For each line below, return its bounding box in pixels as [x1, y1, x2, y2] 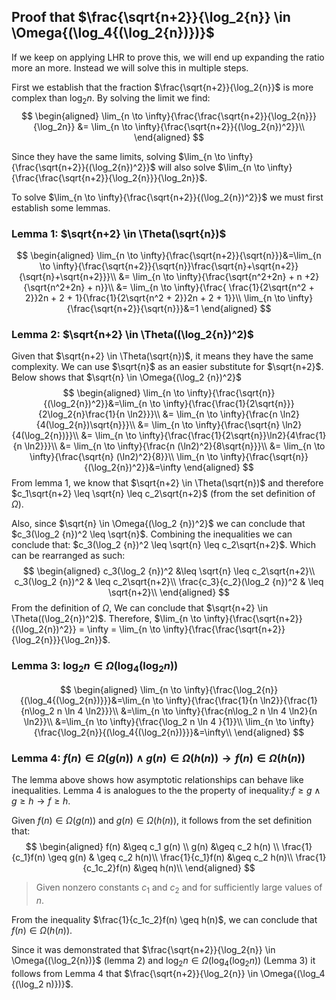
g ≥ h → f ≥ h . [11, 795, 71, 807]
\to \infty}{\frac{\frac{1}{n [152, 694, 258, 706]
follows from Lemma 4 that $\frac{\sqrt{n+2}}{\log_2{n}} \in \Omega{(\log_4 [11, 967, 326, 979]
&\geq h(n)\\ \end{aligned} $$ [133, 862, 256, 874]
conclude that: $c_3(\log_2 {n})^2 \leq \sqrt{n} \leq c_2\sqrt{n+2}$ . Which [11, 539, 317, 551]
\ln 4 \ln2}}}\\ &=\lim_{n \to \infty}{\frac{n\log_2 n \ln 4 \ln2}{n [64, 705, 318, 717]
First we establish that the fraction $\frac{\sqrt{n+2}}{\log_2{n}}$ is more [11, 81, 314, 93]
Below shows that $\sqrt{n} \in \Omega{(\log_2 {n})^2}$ [11, 371, 242, 384]
